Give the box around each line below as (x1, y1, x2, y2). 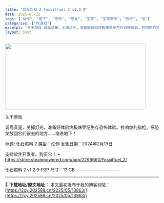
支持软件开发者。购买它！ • (5, 151, 60, 157)
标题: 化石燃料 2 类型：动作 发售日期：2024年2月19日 (5, 141, 113, 147)
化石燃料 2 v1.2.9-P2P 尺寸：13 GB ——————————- (5, 167, 121, 173)
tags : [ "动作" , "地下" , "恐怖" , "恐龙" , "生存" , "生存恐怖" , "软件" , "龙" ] (5, 16, 150, 21)
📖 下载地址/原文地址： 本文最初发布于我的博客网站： (5, 182, 111, 187)
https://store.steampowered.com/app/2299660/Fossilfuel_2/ (5, 157, 127, 162)
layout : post (5, 30, 32, 35)
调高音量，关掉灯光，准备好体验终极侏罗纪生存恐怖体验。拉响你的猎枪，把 (5, 124, 155, 130)
